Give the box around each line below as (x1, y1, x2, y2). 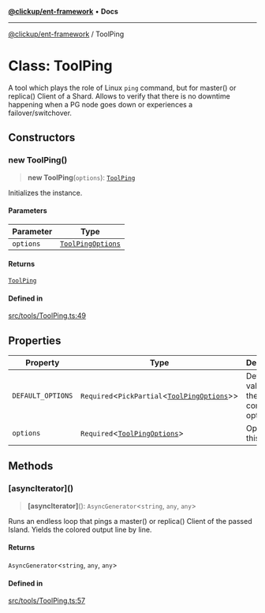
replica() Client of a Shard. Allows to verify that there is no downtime (8, 91, 230, 101)
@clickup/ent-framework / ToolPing (8, 29, 125, 39)
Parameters (8, 206, 47, 215)
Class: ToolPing (8, 57, 113, 75)
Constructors (8, 131, 76, 144)
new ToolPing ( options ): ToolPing (27, 173, 136, 182)
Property (25, 357, 60, 368)
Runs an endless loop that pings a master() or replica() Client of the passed (8, 516, 252, 525)
